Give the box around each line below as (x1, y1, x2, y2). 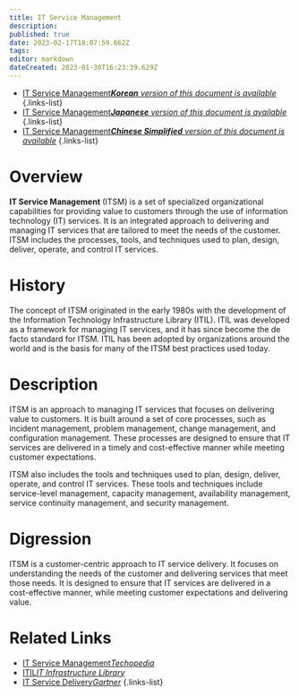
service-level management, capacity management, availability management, (9, 487, 291, 498)
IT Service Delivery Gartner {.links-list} (21, 676, 164, 687)
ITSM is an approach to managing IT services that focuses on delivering (9, 404, 275, 415)
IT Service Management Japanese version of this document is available (21, 107, 287, 117)
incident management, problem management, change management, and (9, 423, 276, 434)
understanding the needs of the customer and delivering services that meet (9, 568, 288, 579)
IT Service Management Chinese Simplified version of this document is (21, 125, 285, 136)
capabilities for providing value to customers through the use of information (9, 205, 288, 216)
